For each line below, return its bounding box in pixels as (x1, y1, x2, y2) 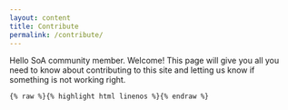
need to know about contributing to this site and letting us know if (9, 65, 255, 75)
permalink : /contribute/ (9, 30, 104, 39)
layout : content (9, 13, 71, 23)
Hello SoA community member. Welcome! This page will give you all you (9, 55, 280, 66)
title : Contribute (9, 22, 79, 31)
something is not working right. (9, 75, 126, 85)
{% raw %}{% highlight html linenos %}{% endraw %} (9, 92, 209, 101)
